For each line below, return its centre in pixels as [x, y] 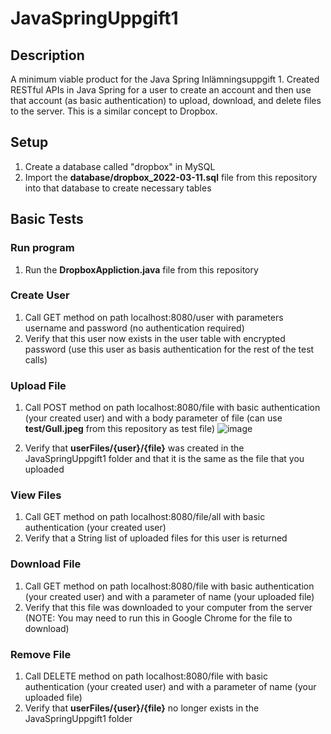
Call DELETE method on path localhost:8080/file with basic [146, 676]
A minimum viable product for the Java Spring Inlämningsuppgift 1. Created [165, 79]
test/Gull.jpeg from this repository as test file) [120, 429]
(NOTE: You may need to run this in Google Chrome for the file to [158, 618]
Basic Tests [47, 219]
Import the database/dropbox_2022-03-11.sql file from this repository [171, 177]
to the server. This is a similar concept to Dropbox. [114, 111]
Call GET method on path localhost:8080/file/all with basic [145, 517]
